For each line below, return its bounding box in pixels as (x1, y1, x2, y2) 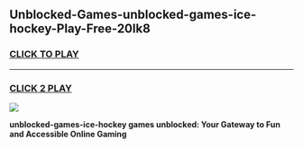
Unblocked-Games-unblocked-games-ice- (9, 7, 257, 22)
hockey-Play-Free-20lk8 (9, 22, 151, 37)
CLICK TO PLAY (9, 48, 79, 61)
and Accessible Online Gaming (9, 128, 127, 139)
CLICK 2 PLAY (9, 82, 72, 94)
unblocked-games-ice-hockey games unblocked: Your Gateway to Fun (9, 118, 281, 129)
